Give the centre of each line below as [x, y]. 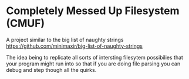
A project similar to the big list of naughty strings [65, 39]
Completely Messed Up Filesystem [93, 11]
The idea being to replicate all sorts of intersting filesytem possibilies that [95, 57]
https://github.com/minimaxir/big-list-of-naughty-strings [74, 46]
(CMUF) [26, 23]
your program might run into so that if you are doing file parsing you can [93, 64]
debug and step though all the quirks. [51, 70]
